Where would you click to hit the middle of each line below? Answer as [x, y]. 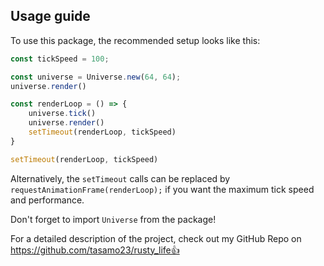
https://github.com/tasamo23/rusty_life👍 [95, 250]
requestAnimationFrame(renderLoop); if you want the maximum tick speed [162, 189]
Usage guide [50, 16]
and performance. [47, 200]
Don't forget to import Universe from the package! [113, 219]
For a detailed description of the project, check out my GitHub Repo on [156, 238]
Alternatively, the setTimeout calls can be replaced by [120, 178]
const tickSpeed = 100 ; [60, 59]
